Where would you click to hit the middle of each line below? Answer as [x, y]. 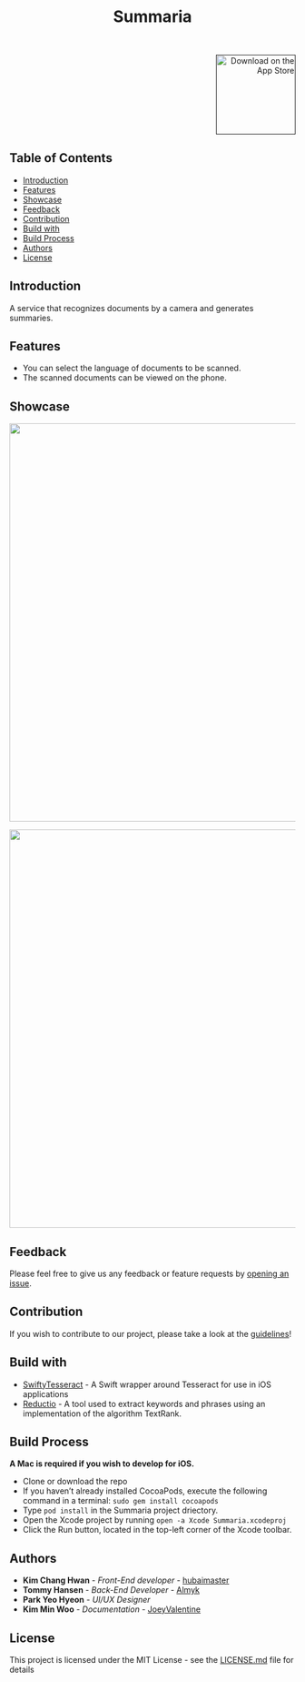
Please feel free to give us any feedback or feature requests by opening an [149, 1273]
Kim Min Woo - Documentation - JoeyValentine [112, 1609]
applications [45, 1393]
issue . [20, 1283]
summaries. [31, 318]
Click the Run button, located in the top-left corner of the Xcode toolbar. [157, 1530]
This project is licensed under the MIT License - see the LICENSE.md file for [152, 1660]
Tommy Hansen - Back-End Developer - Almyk [111, 1590]
